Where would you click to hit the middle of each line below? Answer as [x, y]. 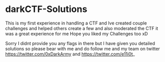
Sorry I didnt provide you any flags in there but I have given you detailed [80, 43]
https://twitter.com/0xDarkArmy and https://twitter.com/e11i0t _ [70, 54]
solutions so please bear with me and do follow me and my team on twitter [83, 48]
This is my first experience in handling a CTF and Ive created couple [76, 23]
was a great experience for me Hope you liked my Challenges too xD [76, 33]
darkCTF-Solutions [46, 9]
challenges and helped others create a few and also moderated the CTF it [82, 28]
